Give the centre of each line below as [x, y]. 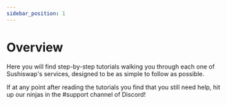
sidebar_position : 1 [36, 13]
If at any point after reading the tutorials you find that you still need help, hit [113, 87]
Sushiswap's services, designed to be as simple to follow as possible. [106, 73]
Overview [35, 47]
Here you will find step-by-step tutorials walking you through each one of [111, 67]
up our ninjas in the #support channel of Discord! [76, 94]
